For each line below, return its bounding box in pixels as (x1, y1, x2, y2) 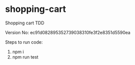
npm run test (12, 54, 39, 60)
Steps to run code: (5, 39, 43, 45)
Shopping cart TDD (5, 20, 45, 26)
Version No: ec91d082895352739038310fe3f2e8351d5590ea (5, 29, 131, 35)
